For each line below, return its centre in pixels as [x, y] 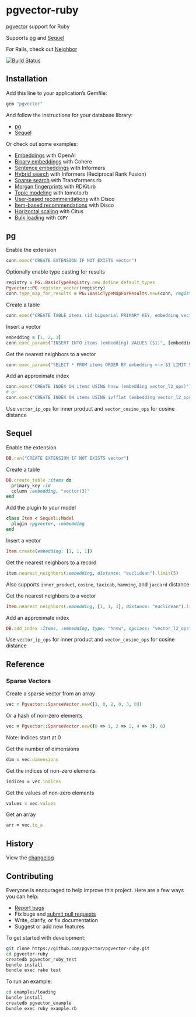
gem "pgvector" [24, 104]
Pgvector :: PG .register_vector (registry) [56, 288]
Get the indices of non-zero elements [51, 770]
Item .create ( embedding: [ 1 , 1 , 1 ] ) [49, 551]
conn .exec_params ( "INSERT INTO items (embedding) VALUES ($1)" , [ [88, 343]
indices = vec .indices [34, 781]
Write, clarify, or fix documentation [56, 920]
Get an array [21, 814]
